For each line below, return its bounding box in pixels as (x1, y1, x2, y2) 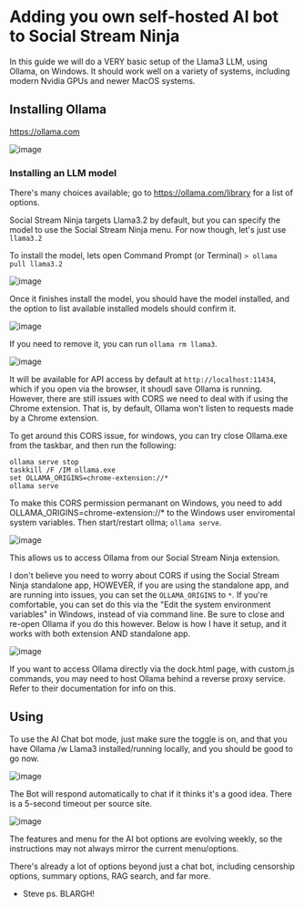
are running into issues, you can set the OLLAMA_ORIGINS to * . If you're (9, 590, 269, 600)
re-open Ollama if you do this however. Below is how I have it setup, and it (9, 619, 287, 630)
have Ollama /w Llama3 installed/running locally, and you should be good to (9, 743, 294, 754)
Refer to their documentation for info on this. (9, 683, 176, 694)
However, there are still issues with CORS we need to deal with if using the (9, 393, 289, 404)
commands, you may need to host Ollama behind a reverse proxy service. (9, 673, 286, 684)
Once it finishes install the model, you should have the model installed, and (9, 294, 289, 305)
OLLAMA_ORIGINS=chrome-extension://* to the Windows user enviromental (9, 507, 296, 518)
